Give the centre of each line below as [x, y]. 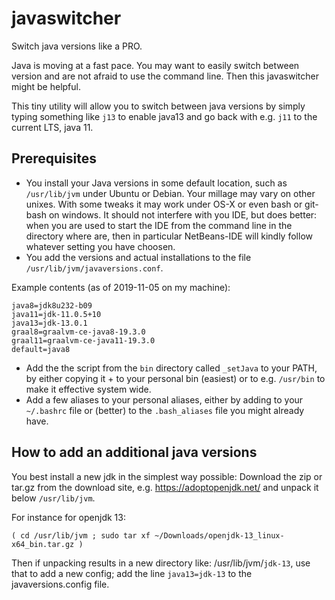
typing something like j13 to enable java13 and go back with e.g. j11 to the [164, 116]
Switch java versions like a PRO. [77, 46]
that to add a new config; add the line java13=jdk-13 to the [132, 573]
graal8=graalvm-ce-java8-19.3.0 [78, 332]
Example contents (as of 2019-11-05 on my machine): [121, 287]
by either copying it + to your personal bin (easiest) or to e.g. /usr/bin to [175, 378]
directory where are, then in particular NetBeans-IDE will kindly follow [169, 236]
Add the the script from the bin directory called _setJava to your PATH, [171, 368]
